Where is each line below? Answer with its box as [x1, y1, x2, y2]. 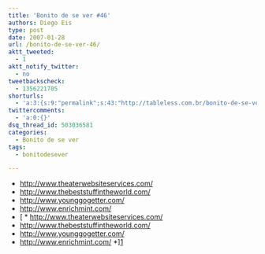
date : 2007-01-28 [8, 33, 65, 42]
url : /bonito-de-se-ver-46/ [8, 41, 101, 49]
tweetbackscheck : [8, 77, 65, 85]
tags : [8, 143, 26, 151]
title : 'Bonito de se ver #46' [8, 11, 111, 20]
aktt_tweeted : [8, 48, 55, 56]
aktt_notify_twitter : [8, 63, 80, 71]
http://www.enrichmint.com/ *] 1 [19, 237, 124, 247]
